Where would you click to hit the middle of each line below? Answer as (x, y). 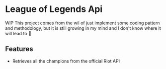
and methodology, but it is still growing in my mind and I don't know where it (83, 28)
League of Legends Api (54, 9)
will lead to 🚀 (18, 33)
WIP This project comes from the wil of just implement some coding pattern (83, 23)
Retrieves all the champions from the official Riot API (66, 61)
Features (19, 49)
